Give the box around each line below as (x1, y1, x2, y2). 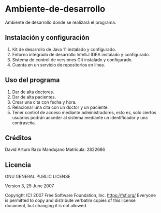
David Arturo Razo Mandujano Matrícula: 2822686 (5, 147, 105, 152)
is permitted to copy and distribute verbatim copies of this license (5, 197, 136, 203)
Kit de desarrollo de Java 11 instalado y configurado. (12, 46, 117, 52)
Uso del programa (5, 76, 60, 84)
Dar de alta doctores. (12, 89, 54, 95)
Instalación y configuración (5, 33, 89, 42)
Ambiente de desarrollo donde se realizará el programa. (5, 19, 116, 25)
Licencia (5, 161, 31, 169)
